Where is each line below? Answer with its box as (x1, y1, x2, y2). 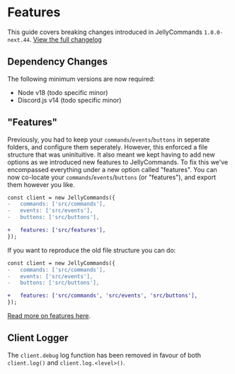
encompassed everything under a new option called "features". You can (7, 165, 217, 174)
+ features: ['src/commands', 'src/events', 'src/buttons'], (7, 292, 198, 300)
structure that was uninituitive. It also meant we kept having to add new (7, 150, 215, 159)
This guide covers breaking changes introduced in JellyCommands (7, 28, 203, 36)
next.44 (7, 36, 30, 43)
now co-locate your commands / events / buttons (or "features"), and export (7, 173, 217, 181)
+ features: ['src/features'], (7, 227, 106, 234)
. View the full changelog (29, 35, 103, 43)
